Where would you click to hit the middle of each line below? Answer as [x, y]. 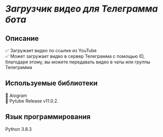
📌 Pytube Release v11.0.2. [32, 101]
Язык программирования [48, 117]
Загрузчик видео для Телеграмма [81, 9]
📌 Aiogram [16, 95]
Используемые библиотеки [51, 83]
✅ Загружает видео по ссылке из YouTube [51, 50]
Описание [22, 38]
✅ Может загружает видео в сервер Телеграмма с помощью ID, [75, 56]
